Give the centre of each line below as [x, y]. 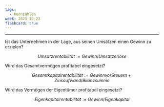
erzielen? [14, 47]
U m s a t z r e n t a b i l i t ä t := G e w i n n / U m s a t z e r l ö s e [82, 56]
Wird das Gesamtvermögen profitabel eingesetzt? [55, 66]
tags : [10, 10]
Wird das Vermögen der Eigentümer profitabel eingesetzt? [64, 90]
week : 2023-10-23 [23, 19]
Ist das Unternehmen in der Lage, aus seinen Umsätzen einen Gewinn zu [78, 42]
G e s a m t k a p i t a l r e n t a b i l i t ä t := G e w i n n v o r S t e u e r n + [81, 75]
